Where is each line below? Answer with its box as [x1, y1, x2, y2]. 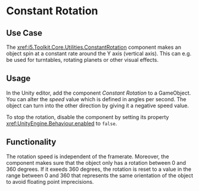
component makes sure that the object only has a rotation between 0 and [6, 159, 186, 166]
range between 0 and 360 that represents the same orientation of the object [6, 171, 194, 179]
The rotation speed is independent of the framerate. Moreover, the [6, 153, 169, 160]
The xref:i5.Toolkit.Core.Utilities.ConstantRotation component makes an [6, 43, 182, 51]
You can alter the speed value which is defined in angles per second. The [6, 95, 186, 102]
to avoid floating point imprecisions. [6, 178, 94, 185]
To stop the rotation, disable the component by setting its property [6, 113, 169, 120]
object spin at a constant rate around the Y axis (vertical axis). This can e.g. [6, 50, 192, 57]
